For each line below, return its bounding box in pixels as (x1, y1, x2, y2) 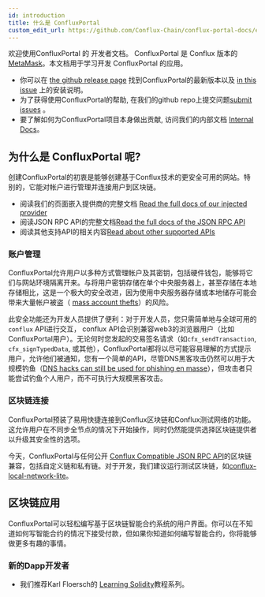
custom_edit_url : (8, 26, 65, 34)
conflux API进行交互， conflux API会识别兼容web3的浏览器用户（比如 (8, 324, 235, 334)
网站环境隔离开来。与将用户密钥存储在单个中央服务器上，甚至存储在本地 (21, 278, 257, 288)
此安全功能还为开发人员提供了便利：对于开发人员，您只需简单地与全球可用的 (8, 315, 257, 324)
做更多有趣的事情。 (8, 538, 71, 548)
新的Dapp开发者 (8, 560, 69, 571)
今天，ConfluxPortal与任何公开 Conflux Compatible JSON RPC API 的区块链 (8, 451, 252, 461)
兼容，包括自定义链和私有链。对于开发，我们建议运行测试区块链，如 (8, 461, 230, 470)
